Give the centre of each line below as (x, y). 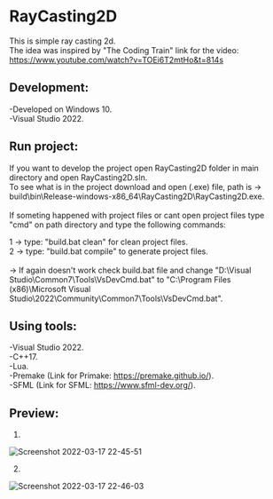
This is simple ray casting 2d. (62, 41)
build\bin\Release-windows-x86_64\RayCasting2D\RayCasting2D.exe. (137, 196)
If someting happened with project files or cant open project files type (137, 215)
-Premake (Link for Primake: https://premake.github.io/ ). (112, 376)
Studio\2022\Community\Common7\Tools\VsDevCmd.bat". (116, 298)
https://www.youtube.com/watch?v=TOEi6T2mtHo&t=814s (117, 59)
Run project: (44, 147)
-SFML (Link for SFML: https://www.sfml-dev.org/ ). (103, 385)
